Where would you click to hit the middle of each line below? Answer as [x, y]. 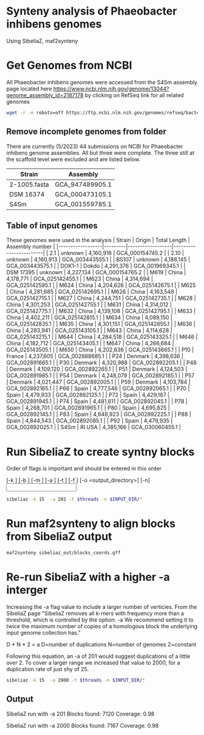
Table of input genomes [52, 225]
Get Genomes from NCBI [69, 66]
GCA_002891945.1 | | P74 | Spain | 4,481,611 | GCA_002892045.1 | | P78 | [97, 401]
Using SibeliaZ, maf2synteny [42, 41]
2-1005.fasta [29, 185]
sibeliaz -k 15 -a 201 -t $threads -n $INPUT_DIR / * [74, 500]
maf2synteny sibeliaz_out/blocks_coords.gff [63, 553]
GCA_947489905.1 [83, 185]
